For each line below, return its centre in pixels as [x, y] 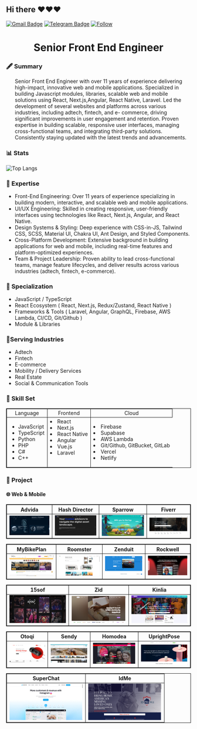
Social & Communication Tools [51, 383]
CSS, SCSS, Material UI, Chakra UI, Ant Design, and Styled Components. [102, 233]
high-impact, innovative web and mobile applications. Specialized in [96, 88]
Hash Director [76, 509]
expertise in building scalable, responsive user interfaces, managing [97, 125]
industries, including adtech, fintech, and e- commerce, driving [91, 113]
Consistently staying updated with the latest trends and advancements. [100, 138]
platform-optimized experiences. [54, 252]
